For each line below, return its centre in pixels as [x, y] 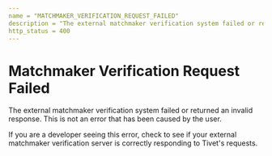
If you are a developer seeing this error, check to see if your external [123, 135]
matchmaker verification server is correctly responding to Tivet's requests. [133, 143]
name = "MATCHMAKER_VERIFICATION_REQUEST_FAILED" [94, 16]
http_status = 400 [39, 31]
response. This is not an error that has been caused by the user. [115, 119]
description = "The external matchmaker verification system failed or [132, 23]
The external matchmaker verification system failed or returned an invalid [131, 111]
